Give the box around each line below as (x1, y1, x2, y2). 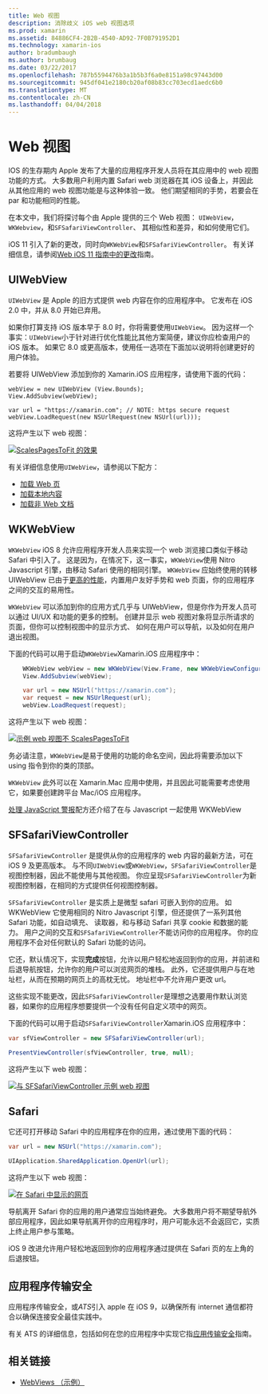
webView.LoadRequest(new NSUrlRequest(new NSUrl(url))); (8, 413, 202, 421)
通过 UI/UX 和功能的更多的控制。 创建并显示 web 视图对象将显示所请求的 (14, 612, 254, 622)
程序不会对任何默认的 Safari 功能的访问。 (14, 937, 151, 947)
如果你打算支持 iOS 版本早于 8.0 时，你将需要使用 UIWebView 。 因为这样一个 (8, 322, 254, 332)
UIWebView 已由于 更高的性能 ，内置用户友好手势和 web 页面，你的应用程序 (8, 574, 255, 584)
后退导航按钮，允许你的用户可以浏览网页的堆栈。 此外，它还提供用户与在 (8, 964, 248, 974)
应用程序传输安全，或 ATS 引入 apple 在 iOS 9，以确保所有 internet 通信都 (8, 1302, 247, 1311)
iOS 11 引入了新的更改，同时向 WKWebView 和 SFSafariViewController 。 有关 (8, 240, 247, 249)
